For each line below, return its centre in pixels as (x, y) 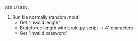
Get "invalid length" (40, 23)
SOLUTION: (17, 7)
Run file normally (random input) (46, 17)
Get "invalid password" (44, 33)
